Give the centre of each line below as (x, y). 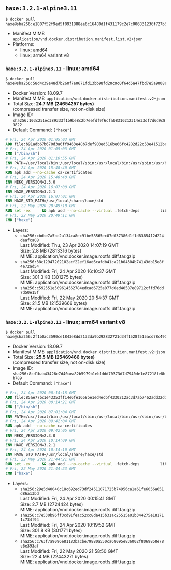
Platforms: (23, 44)
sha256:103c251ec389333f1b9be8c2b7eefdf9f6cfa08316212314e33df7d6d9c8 (89, 121)
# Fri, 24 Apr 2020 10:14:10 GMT (41, 450)
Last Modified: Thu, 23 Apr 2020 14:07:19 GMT (69, 245)
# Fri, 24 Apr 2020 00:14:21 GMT (41, 402)
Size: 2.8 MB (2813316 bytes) (51, 250)
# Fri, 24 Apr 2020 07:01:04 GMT (41, 412)
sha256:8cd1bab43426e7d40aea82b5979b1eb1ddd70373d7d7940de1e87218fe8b (89, 374)
